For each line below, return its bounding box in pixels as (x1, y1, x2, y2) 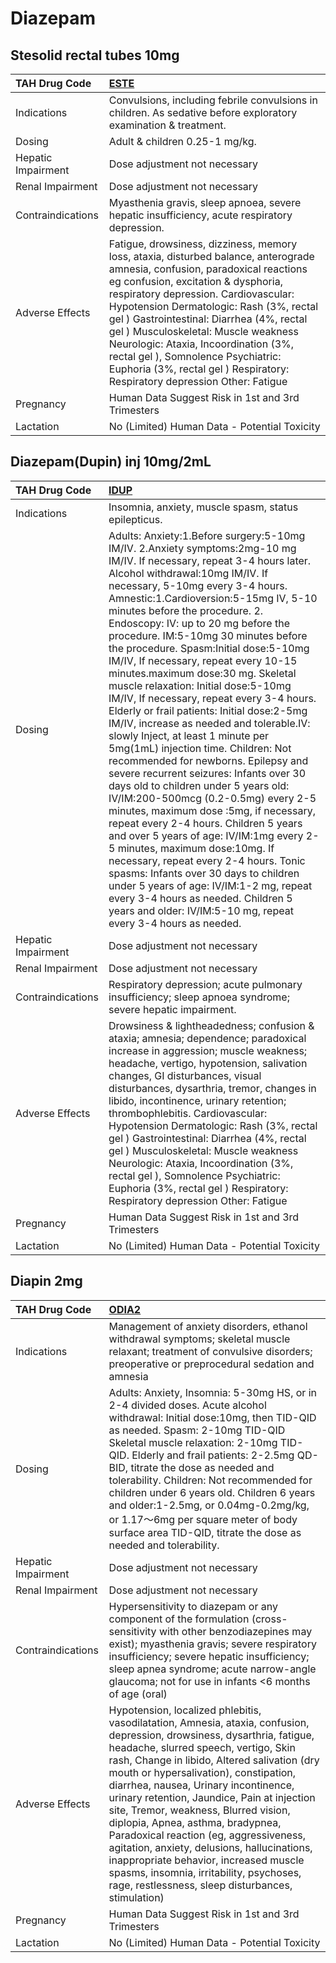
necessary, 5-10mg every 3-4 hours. (108, 578, 288, 592)
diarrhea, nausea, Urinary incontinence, (108, 1778, 295, 1792)
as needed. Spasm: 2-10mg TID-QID (108, 1423, 286, 1437)
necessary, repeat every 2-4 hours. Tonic (108, 853, 306, 867)
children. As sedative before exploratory (108, 106, 298, 119)
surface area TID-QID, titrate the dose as (108, 1525, 302, 1539)
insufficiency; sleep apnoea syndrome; (108, 990, 290, 1004)
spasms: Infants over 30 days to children (108, 866, 300, 880)
